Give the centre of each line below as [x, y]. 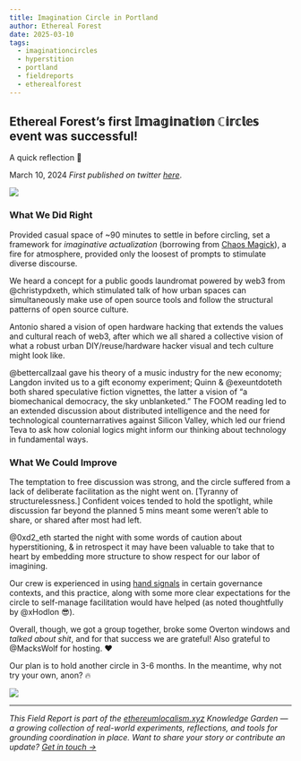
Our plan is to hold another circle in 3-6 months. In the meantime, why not [146, 666]
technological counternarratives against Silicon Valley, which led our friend [147, 420]
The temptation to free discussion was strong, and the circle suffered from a [150, 482]
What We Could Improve [64, 463]
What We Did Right [51, 215]
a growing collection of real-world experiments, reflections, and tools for [143, 728]
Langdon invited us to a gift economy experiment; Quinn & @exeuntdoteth [146, 382]
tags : [19, 43]
